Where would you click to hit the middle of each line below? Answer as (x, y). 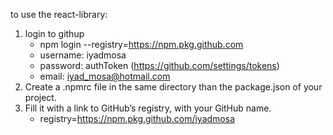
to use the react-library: (59, 14)
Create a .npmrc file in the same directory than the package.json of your (173, 87)
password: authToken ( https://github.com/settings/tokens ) (159, 65)
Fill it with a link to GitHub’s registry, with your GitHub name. (148, 108)
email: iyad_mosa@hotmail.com (105, 76)
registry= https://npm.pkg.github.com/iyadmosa (137, 118)
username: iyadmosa (83, 55)
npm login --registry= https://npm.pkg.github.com (141, 44)
